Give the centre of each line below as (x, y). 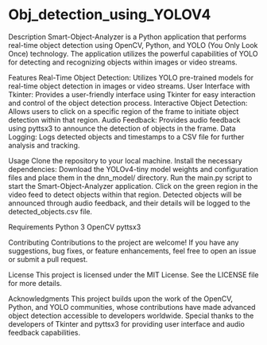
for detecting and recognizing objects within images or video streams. (123, 62)
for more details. (35, 283)
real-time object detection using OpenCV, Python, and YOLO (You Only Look (133, 45)
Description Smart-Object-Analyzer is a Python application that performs (128, 37)
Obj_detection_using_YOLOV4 (110, 15)
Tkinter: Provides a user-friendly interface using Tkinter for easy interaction (132, 94)
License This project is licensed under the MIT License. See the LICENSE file (133, 274)
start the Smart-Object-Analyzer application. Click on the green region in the (133, 186)
